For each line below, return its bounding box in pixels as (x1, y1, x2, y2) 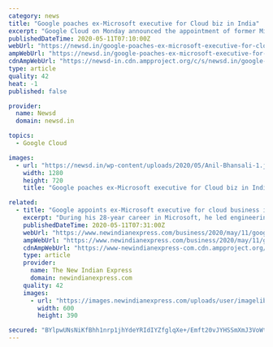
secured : (8, 326, 38, 335)
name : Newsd (15, 109, 57, 118)
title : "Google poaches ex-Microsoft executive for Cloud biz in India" (8, 19, 260, 28)
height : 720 (23, 176, 63, 185)
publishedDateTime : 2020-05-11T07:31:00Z (23, 221, 165, 229)
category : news (8, 11, 60, 20)
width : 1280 (23, 169, 63, 177)
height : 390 (37, 311, 79, 320)
